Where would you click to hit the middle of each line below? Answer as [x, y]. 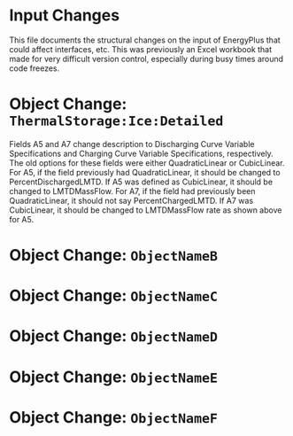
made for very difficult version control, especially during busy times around [146, 58]
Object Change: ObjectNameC [114, 296]
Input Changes [65, 16]
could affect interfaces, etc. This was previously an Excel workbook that [141, 49]
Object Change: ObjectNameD [114, 336]
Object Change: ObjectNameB [114, 256]
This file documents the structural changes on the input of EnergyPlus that [145, 40]
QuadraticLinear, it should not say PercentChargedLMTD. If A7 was [131, 200]
